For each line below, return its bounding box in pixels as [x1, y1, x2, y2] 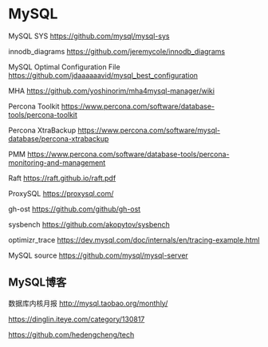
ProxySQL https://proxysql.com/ [8, 188, 114, 198]
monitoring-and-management [8, 157, 106, 168]
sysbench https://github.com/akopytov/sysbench [8, 219, 170, 229]
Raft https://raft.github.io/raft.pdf [8, 173, 116, 183]
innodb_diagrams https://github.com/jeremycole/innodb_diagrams [8, 46, 226, 56]
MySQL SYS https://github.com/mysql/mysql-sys [8, 31, 170, 41]
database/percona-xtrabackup [8, 133, 109, 144]
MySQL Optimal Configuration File [8, 61, 121, 72]
